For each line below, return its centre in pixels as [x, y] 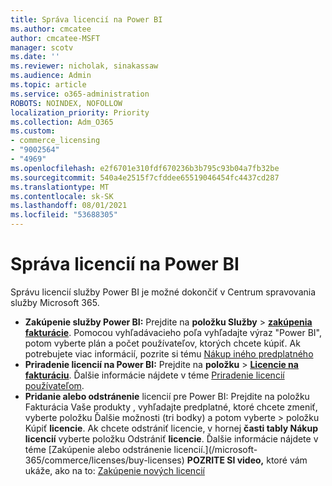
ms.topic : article [48, 85]
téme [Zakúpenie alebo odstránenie [98, 449]
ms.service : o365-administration [80, 94]
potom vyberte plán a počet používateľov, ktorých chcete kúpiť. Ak [162, 343]
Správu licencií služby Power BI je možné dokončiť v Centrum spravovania [163, 292]
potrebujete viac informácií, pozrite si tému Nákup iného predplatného [169, 353]
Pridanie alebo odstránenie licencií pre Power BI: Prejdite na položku [167, 396]
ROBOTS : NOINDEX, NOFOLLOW [66, 103]
